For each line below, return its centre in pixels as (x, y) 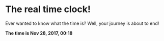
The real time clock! (48, 9)
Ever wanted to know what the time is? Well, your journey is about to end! (82, 23)
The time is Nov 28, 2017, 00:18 (39, 33)
